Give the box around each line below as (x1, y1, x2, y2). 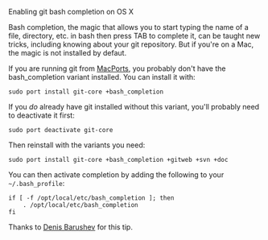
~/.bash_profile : (8, 179, 65, 188)
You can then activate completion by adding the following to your (8, 170, 225, 180)
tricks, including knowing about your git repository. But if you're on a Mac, (8, 39, 254, 49)
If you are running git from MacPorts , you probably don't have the (8, 64, 226, 73)
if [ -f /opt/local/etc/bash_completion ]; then (8, 194, 175, 202)
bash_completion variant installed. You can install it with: (8, 72, 196, 81)
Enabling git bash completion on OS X (8, 7, 134, 16)
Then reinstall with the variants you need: (8, 140, 146, 150)
